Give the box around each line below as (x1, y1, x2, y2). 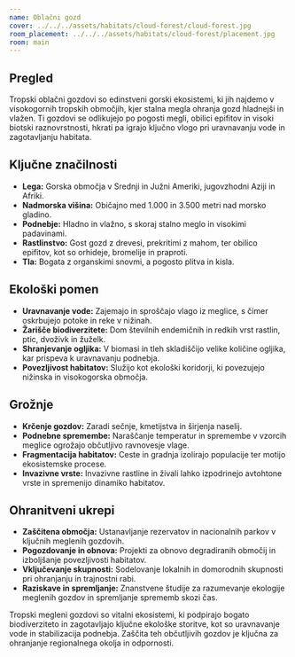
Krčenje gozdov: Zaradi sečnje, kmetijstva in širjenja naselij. (21, 420, 243, 431)
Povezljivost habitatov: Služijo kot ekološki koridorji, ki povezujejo (21, 362, 266, 372)
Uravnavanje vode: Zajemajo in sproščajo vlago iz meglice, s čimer (21, 305, 268, 316)
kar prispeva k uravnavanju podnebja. (21, 352, 160, 364)
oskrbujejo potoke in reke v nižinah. (21, 315, 152, 325)
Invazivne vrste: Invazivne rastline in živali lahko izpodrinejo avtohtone (21, 467, 283, 479)
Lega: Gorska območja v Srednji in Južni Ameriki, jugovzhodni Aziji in (21, 181, 276, 192)
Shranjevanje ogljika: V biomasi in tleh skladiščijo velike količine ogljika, (21, 343, 286, 354)
